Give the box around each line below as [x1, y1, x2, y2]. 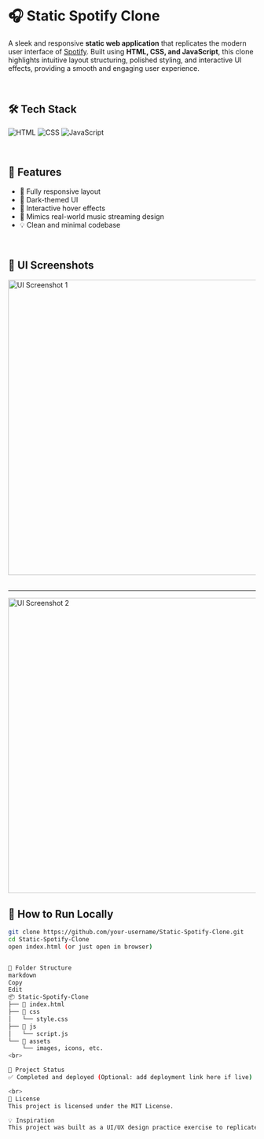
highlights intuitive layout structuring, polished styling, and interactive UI [8, 55, 242, 65]
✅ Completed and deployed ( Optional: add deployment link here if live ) [8, 1074, 253, 1081]
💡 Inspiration [8, 1116, 55, 1124]
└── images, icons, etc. [22, 1044, 104, 1052]
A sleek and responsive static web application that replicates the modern [8, 38, 247, 48]
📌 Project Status [8, 1066, 65, 1074]
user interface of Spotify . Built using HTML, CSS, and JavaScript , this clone [8, 46, 254, 56]
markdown [8, 971, 37, 979]
